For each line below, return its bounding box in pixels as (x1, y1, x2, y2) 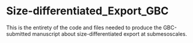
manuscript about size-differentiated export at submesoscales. (32, 30, 187, 37)
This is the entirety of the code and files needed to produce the (6, 24, 163, 31)
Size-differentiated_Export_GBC (6, 4, 169, 18)
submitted (6, 30, 31, 37)
